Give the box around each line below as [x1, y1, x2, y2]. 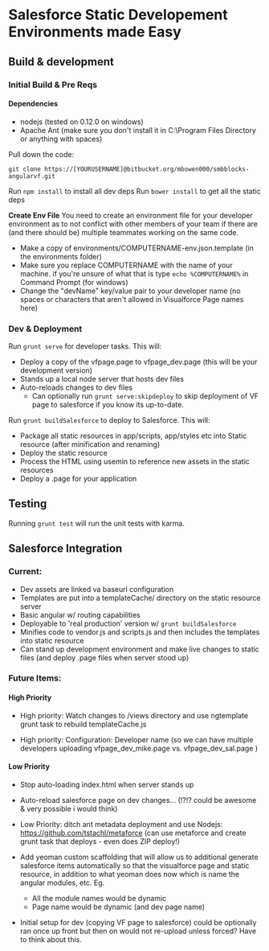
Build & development [8, 55, 114, 68]
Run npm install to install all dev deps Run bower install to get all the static [8, 186, 261, 196]
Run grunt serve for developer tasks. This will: [8, 341, 162, 351]
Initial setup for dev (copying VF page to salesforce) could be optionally [19, 917, 257, 927]
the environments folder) [19, 251, 103, 261]
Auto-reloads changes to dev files [19, 382, 132, 392]
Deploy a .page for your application [19, 473, 137, 483]
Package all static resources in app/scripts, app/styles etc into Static [19, 431, 247, 440]
